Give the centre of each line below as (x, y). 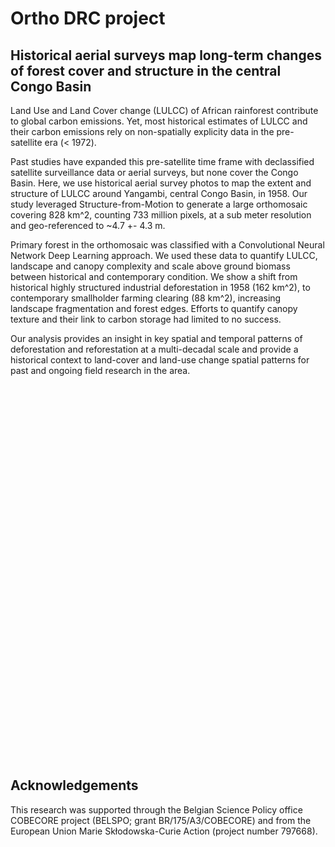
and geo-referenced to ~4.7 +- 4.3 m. (88, 225)
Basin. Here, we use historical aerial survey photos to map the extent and (161, 183)
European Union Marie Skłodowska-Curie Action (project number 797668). (164, 831)
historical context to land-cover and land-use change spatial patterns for (160, 360)
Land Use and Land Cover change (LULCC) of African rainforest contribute (164, 110)
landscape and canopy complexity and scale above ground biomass (150, 266)
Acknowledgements (74, 785)
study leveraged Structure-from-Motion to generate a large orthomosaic (159, 204)
